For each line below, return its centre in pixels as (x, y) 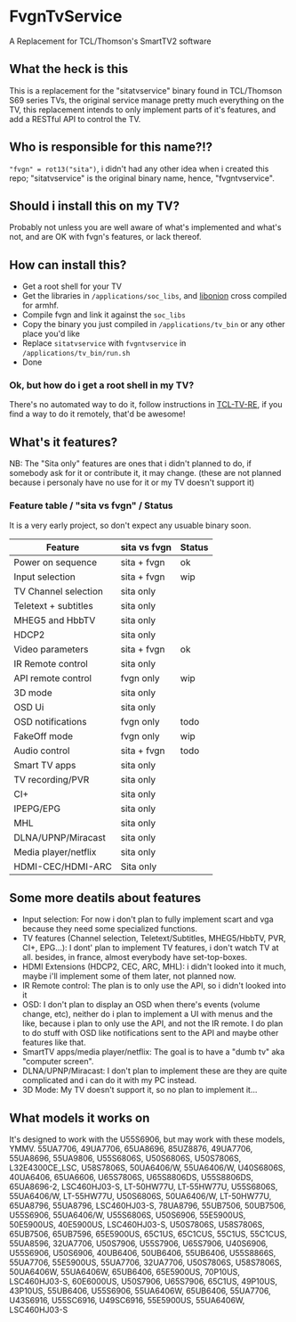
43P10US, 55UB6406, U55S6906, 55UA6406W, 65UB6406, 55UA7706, (140, 1291)
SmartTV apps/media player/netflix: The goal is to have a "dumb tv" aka (153, 1052)
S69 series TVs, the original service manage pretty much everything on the (147, 100)
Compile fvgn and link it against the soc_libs (104, 315)
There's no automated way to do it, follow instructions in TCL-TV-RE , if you (146, 405)
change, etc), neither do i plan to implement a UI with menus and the (148, 1014)
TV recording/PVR (52, 779)
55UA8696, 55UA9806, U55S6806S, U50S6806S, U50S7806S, (125, 1158)
